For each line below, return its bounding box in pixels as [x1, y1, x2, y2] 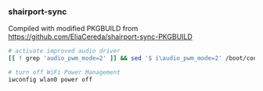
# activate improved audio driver [8, 47, 121, 55]
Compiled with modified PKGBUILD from [8, 24, 139, 33]
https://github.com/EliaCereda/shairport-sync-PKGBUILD [8, 32, 193, 41]
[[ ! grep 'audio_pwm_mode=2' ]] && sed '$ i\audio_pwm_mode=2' [8, 54, 222, 62]
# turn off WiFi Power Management [8, 68, 121, 76]
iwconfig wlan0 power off [8, 75, 92, 83]
